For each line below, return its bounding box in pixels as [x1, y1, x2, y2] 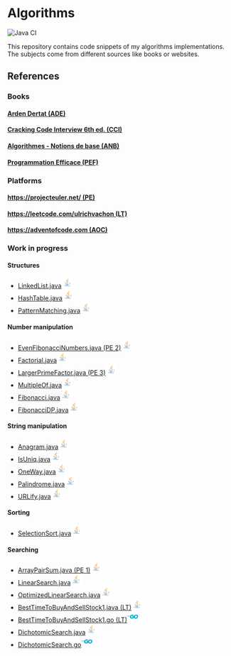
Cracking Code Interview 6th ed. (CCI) [7, 126, 123, 134]
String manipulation [7, 422, 68, 430]
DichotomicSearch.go [17, 640, 82, 649]
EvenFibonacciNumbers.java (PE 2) [17, 343, 122, 352]
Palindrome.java [17, 479, 65, 488]
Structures [7, 261, 41, 269]
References [7, 70, 60, 82]
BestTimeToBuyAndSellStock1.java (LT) [17, 603, 132, 612]
